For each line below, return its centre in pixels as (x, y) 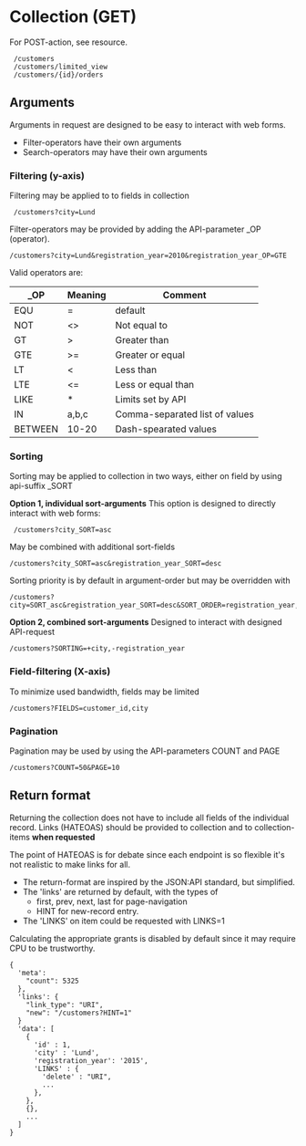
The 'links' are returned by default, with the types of (120, 891)
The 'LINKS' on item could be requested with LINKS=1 (123, 921)
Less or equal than (155, 385)
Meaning (87, 296)
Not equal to (142, 326)
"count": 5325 (52, 981)
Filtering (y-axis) (47, 175)
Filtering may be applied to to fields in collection (99, 196)
